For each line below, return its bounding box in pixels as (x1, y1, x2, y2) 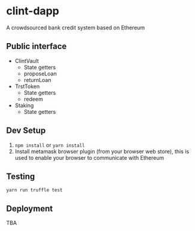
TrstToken (14, 83, 40, 90)
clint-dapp (6, 4, 60, 18)
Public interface (6, 41, 67, 51)
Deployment (6, 203, 53, 214)
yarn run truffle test (6, 187, 63, 193)
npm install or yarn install (14, 141, 85, 148)
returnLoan (23, 76, 51, 83)
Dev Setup (6, 126, 46, 136)
